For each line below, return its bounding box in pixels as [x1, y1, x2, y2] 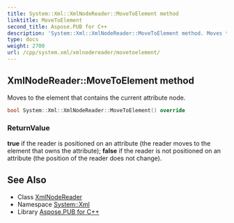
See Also [7, 174, 47, 186]
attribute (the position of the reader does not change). [7, 154, 162, 162]
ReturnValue [7, 123, 50, 133]
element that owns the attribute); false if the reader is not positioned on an [7, 146, 221, 155]
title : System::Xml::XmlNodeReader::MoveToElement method [7, 10, 179, 17]
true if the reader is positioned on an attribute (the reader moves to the [7, 139, 211, 147]
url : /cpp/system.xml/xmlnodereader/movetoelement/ [7, 49, 160, 56]
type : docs [7, 36, 39, 43]
